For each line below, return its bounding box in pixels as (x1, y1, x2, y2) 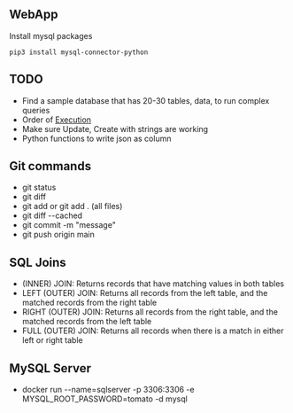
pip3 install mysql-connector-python (9, 48, 149, 57)
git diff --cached (21, 210, 82, 221)
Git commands (9, 159, 91, 174)
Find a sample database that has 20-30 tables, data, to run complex (21, 95, 270, 105)
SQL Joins (9, 254, 66, 269)
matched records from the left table (21, 316, 152, 327)
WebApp (9, 7, 58, 22)
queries (21, 105, 50, 115)
